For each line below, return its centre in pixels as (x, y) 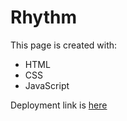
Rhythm (43, 17)
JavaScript (47, 85)
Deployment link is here (59, 105)
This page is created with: (64, 45)
